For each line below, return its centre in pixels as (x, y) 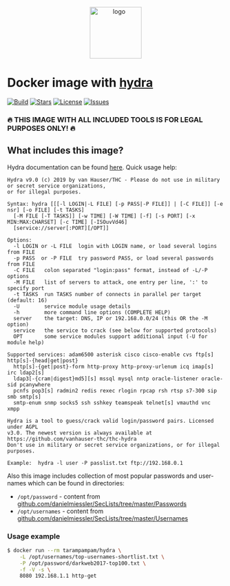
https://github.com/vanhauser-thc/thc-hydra (72, 439)
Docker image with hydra (80, 83)
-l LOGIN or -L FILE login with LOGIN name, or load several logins (115, 246)
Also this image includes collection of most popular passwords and (102, 476)
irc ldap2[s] (26, 373)
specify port (26, 288)
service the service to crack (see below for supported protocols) (115, 331)
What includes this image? (65, 150)
